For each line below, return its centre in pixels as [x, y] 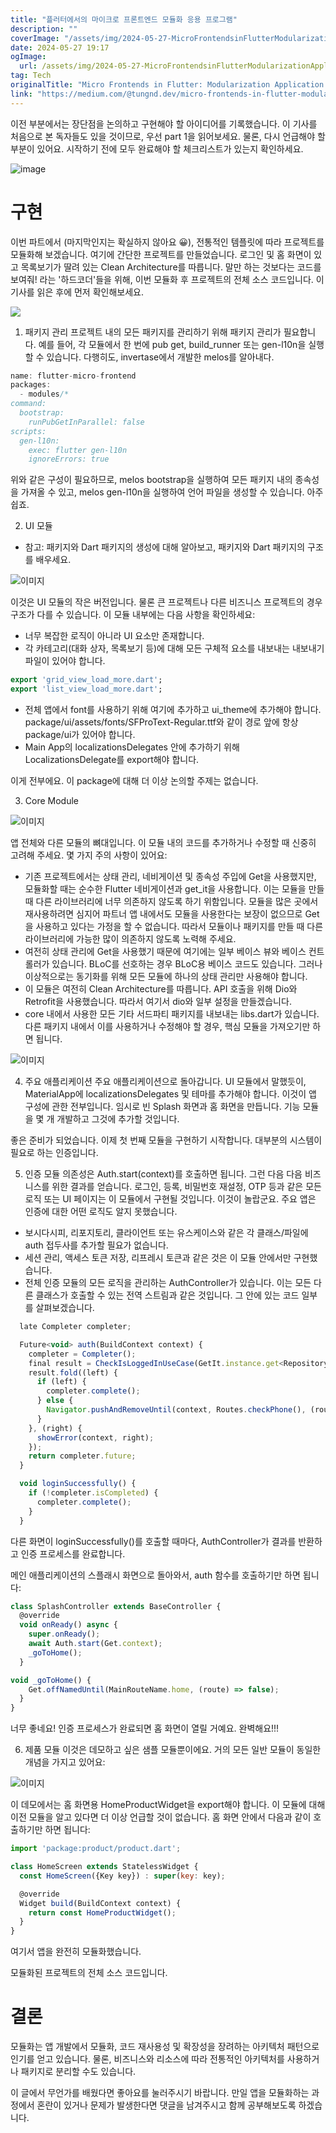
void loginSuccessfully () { [78, 1484]
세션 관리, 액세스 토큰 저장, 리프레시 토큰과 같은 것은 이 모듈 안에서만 [158, 1258]
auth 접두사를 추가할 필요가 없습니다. [96, 1245]
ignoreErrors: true [69, 459]
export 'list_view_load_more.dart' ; [86, 689]
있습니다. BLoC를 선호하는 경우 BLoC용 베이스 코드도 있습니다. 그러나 [187, 964]
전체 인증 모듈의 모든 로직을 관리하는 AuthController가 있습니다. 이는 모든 [168, 1283]
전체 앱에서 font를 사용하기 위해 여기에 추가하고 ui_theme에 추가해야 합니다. [173, 710]
